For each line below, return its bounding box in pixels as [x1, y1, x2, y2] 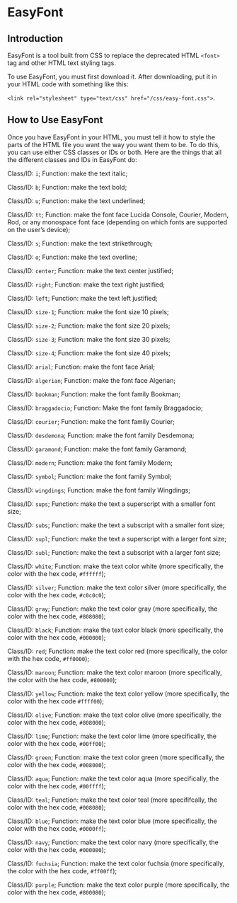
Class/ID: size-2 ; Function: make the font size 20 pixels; [7, 321, 170, 330]
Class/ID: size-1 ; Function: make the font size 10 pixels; [7, 307, 170, 316]
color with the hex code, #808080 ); [7, 611, 106, 620]
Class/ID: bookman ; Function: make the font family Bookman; [7, 390, 180, 398]
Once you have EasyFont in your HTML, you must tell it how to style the [7, 132, 216, 142]
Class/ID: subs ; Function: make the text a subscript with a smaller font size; [7, 521, 225, 529]
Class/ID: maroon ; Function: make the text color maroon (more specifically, [7, 668, 223, 677]
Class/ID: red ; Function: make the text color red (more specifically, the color [7, 647, 228, 655]
